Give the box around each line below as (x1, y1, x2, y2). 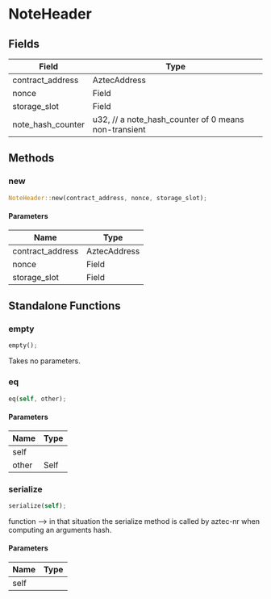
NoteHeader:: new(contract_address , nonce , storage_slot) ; (8, 194, 207, 202)
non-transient (92, 124, 146, 135)
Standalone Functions (8, 299, 121, 313)
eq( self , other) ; (8, 395, 67, 403)
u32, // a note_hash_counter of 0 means (92, 114, 244, 125)
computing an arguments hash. (8, 525, 112, 534)
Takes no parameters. (8, 356, 81, 366)
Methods (8, 151, 55, 165)
